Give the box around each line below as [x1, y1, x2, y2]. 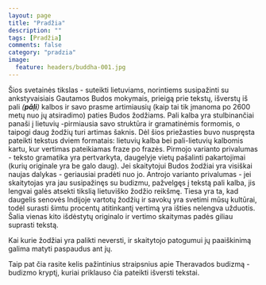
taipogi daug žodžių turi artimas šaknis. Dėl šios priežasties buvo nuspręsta [8, 127, 256, 137]
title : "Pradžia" [8, 19, 66, 27]
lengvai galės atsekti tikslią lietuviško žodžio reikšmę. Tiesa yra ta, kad [8, 186, 239, 195]
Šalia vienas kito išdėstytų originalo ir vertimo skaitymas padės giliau [8, 211, 233, 221]
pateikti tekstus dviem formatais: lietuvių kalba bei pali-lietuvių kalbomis [8, 136, 244, 145]
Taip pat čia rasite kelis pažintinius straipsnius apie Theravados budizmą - [8, 259, 250, 268]
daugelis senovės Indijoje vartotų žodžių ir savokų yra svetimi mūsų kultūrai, [8, 194, 257, 204]
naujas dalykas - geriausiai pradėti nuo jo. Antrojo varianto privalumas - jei [8, 169, 252, 179]
